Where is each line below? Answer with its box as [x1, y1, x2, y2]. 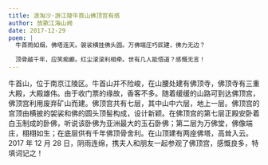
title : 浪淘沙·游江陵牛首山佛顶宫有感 [8, 11, 120, 20]
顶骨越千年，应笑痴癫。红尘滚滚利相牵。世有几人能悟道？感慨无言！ [15, 56, 206, 64]
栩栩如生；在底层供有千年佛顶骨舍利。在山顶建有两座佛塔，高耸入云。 [22, 128, 253, 138]
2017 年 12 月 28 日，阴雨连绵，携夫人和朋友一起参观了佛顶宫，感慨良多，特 [8, 139, 259, 147]
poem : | [8, 33, 34, 42]
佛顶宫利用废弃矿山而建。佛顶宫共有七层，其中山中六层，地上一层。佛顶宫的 [8, 99, 260, 108]
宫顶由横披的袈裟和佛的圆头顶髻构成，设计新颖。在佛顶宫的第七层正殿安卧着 [8, 108, 260, 118]
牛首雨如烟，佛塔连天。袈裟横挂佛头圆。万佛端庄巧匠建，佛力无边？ [15, 41, 206, 49]
